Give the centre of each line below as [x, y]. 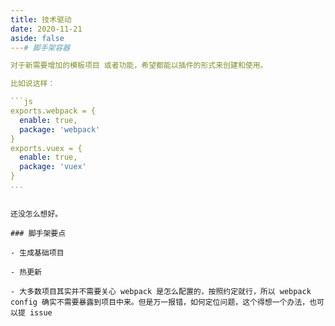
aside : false [37, 38]
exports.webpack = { [53, 111]
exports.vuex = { [46, 148]
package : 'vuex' [53, 167]
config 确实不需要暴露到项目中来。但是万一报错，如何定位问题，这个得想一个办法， [160, 302]
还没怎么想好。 [36, 214]
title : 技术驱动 [41, 19]
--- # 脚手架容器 [40, 47]
